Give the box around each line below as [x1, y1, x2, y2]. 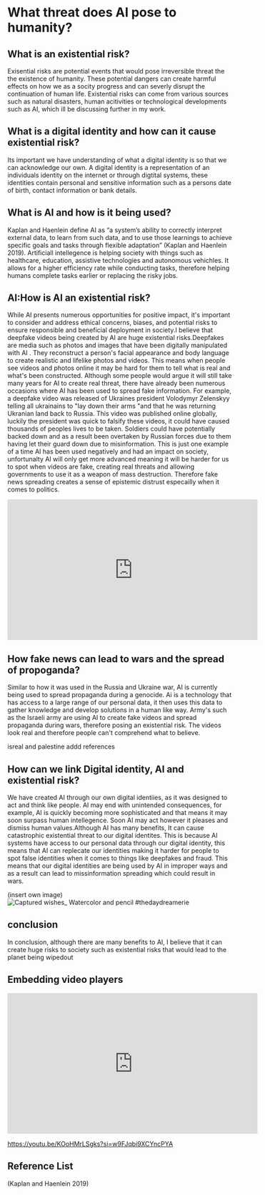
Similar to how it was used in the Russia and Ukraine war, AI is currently [7, 683, 218, 691]
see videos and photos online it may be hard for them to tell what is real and [7, 364, 231, 372]
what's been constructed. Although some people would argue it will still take [7, 371, 232, 380]
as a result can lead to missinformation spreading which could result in [7, 869, 216, 878]
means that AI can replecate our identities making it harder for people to [7, 846, 219, 855]
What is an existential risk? [7, 48, 130, 60]
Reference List [7, 1160, 74, 1172]
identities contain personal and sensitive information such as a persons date [7, 178, 232, 186]
